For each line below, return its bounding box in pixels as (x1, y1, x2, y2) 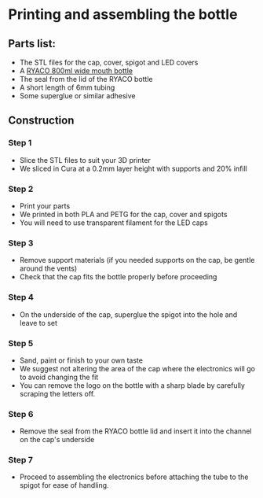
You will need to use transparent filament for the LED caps (19, 218, 208, 227)
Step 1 (8, 138, 32, 149)
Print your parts (19, 201, 71, 210)
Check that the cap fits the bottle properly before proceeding (19, 272, 217, 282)
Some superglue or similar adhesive (19, 91, 136, 100)
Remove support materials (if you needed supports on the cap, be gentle (19, 256, 255, 265)
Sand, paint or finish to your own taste (19, 356, 144, 365)
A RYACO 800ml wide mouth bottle (19, 66, 133, 76)
